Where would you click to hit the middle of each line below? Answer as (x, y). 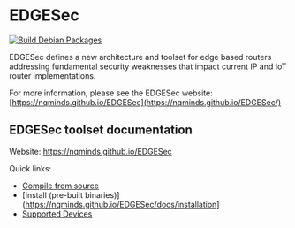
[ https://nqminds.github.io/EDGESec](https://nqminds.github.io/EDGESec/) (145, 102)
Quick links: (30, 168)
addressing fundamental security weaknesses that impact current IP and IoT (148, 66)
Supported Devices (57, 214)
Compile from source (61, 186)
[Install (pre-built (53, 194)
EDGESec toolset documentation (101, 130)
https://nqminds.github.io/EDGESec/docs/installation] (122, 204)
